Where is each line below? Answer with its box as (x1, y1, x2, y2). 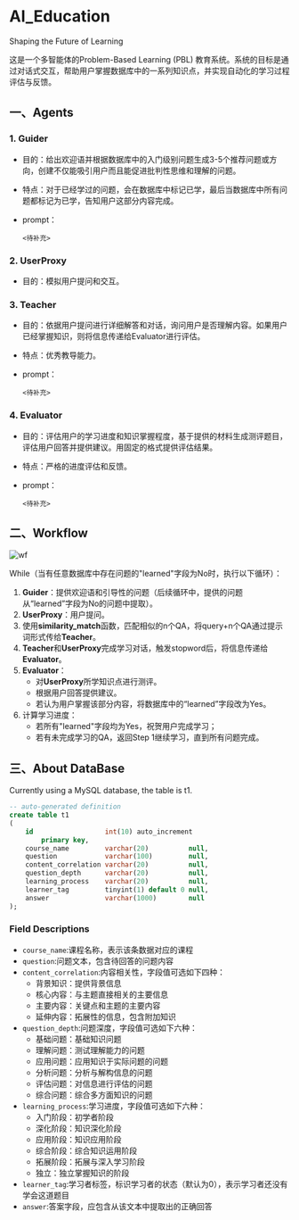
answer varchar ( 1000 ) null (25, 893, 205, 902)
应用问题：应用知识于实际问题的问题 (35, 1056, 169, 1066)
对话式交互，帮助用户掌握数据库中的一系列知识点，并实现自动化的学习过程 (16, 65, 290, 76)
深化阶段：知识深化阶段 (35, 1123, 122, 1133)
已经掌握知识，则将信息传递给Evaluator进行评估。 (21, 331, 206, 342)
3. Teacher (9, 298, 57, 311)
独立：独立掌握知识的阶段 (35, 1167, 130, 1178)
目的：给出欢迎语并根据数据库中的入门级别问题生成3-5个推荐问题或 (21, 154, 270, 164)
